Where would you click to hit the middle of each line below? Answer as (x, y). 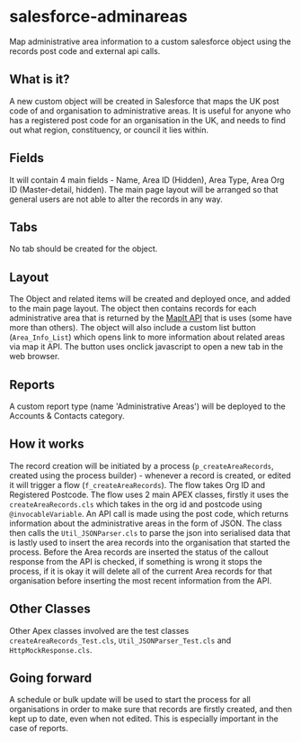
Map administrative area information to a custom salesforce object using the (150, 41)
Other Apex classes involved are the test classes (99, 630)
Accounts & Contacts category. (67, 416)
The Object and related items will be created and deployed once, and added (150, 299)
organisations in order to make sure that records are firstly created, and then (151, 710)
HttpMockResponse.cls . (51, 649)
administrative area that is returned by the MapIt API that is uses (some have (150, 318)
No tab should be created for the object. (84, 249)
